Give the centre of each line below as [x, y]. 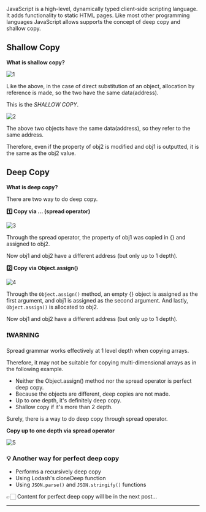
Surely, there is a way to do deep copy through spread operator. [87, 418]
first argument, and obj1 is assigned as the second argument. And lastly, [97, 300]
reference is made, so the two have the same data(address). [82, 92]
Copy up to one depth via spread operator [61, 431]
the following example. [35, 369]
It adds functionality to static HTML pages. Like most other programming [98, 15]
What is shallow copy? [36, 62]
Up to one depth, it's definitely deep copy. [68, 400]
